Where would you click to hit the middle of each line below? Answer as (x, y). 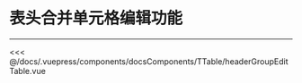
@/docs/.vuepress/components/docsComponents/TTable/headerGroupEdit (149, 61)
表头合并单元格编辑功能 (96, 18)
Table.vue (28, 71)
